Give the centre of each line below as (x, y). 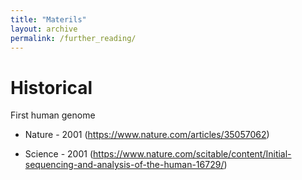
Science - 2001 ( (59, 154)
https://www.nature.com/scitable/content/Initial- (192, 154)
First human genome (53, 115)
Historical (51, 87)
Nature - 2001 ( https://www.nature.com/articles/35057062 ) (147, 135)
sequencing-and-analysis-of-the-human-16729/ (124, 165)
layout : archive (44, 29)
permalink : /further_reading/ (73, 38)
